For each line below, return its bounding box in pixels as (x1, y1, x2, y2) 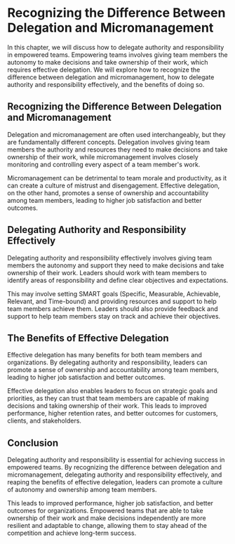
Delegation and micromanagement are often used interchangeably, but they (7, 130, 226, 138)
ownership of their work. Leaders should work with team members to (7, 268, 207, 277)
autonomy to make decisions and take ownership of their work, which (7, 58, 208, 66)
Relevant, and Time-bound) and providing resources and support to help (7, 297, 217, 305)
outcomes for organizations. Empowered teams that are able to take (7, 507, 203, 515)
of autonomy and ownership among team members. (7, 486, 157, 494)
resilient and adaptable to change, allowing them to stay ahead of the (7, 522, 207, 530)
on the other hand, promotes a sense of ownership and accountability (7, 188, 209, 197)
